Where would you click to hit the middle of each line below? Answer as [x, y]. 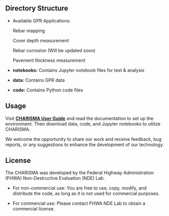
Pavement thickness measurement [49, 60]
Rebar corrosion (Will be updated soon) [54, 50]
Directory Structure [37, 8]
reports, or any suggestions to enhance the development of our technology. [85, 145]
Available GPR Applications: [41, 20]
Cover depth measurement [41, 40]
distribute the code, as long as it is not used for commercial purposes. [86, 194]
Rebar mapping [29, 31]
